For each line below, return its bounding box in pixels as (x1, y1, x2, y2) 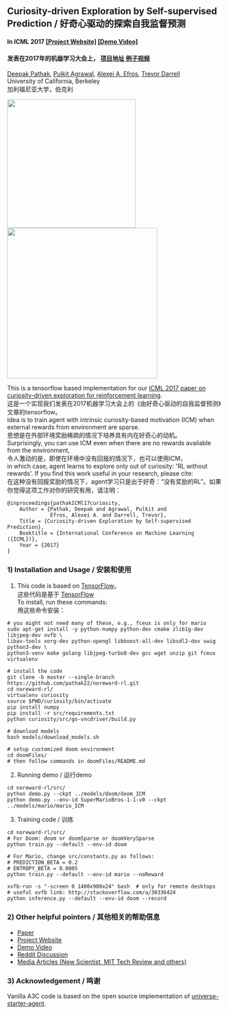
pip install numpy (7, 704, 60, 711)
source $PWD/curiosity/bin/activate (7, 698, 112, 705)
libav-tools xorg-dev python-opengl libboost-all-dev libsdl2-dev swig (7, 638, 216, 645)
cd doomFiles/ (7, 752, 48, 759)
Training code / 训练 (16, 816, 74, 824)
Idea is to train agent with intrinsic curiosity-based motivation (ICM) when (7, 416, 214, 424)
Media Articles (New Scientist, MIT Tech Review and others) (16, 957, 187, 966)
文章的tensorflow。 (7, 408, 62, 416)
